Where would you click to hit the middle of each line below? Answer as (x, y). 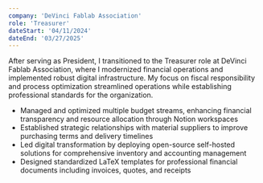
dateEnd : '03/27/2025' (46, 38)
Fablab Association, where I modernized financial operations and (116, 70)
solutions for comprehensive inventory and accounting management (133, 153)
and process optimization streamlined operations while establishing (120, 87)
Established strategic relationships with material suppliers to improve (134, 128)
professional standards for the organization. (81, 95)
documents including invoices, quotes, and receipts (105, 170)
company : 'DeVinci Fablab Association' (75, 16)
